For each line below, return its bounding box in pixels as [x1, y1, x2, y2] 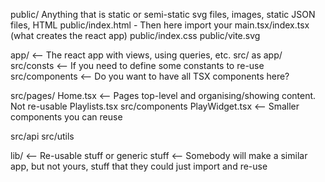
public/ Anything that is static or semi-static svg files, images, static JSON [10, 9, 316, 20]
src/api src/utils [10, 130, 75, 142]
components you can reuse [10, 111, 123, 123]
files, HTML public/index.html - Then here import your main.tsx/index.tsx [10, 19, 310, 31]
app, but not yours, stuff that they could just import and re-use [10, 160, 268, 172]
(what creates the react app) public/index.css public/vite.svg [10, 30, 261, 41]
